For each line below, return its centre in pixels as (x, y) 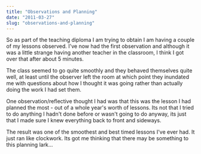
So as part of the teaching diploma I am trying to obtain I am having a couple (100, 40)
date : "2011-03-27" (31, 17)
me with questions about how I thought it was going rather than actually (95, 83)
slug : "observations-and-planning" (51, 23)
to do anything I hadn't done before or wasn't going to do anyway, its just (96, 114)
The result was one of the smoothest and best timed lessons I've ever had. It (100, 132)
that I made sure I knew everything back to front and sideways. (84, 120)
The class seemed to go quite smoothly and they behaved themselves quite (99, 71)
